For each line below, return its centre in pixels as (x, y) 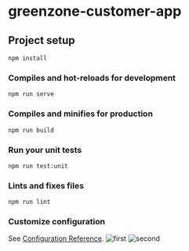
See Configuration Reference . (56, 238)
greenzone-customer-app (95, 11)
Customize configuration (57, 222)
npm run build (31, 130)
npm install (27, 58)
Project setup (42, 40)
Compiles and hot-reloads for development (92, 78)
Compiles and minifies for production (80, 114)
